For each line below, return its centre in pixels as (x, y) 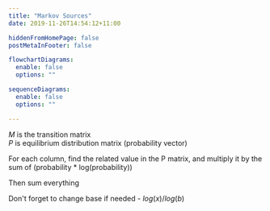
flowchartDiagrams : (41, 60)
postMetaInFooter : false (50, 45)
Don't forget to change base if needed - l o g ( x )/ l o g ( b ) (97, 198)
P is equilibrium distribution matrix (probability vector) (98, 143)
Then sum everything (44, 183)
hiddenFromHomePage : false (54, 38)
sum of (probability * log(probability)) (71, 167)
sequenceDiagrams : (39, 89)
